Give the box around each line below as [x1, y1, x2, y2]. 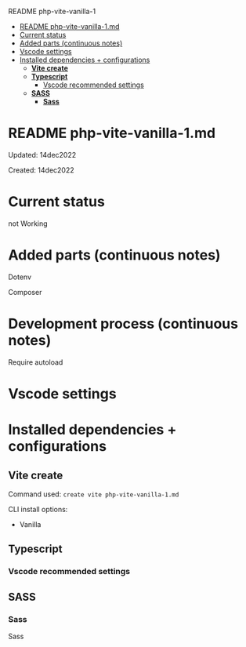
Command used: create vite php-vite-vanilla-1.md [8, 489, 179, 499]
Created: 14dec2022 [8, 165, 74, 175]
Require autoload [8, 357, 63, 367]
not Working [8, 219, 49, 228]
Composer [8, 287, 42, 296]
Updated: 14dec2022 [8, 150, 77, 159]
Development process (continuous [8, 315, 239, 333]
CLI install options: [8, 504, 68, 514]
